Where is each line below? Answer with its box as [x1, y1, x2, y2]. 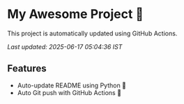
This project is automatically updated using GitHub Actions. [7, 29, 178, 37]
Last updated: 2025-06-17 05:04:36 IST [7, 42, 123, 51]
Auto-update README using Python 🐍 [17, 81, 127, 89]
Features [7, 62, 47, 75]
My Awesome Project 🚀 [7, 6, 144, 22]
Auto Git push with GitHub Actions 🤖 [17, 88, 122, 96]
